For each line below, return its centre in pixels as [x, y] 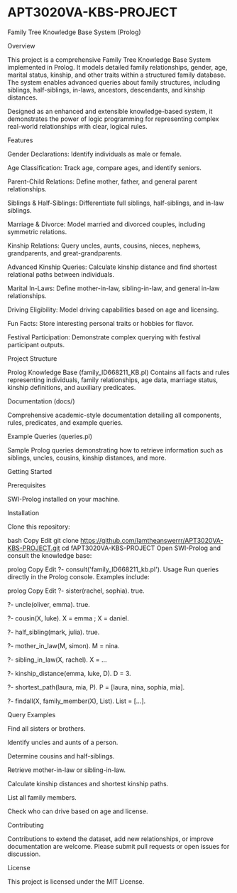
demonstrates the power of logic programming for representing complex [113, 119]
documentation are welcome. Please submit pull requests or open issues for [118, 846]
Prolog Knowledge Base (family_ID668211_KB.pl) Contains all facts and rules [118, 372]
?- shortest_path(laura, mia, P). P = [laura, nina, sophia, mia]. [96, 687]
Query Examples [32, 714]
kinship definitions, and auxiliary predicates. [72, 387]
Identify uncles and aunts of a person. [63, 742]
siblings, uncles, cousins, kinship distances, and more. [87, 458]
